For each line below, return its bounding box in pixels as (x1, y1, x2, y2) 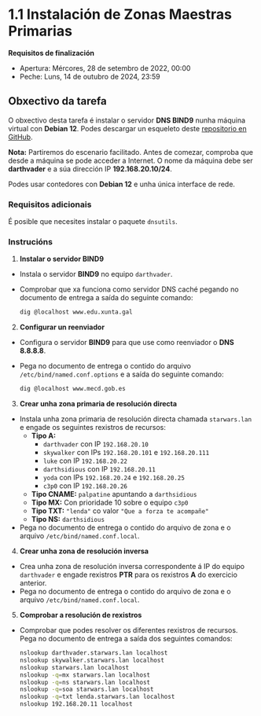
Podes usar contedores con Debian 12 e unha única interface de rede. (8, 179, 236, 189)
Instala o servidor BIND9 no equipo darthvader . (19, 270, 173, 279)
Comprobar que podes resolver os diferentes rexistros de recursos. (19, 626, 238, 635)
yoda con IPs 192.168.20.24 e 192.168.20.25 (42, 473, 185, 483)
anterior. (19, 578, 47, 588)
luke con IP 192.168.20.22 (42, 456, 128, 465)
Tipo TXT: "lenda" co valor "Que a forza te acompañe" (31, 506, 210, 516)
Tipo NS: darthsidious (31, 515, 105, 524)
